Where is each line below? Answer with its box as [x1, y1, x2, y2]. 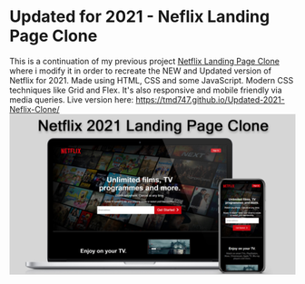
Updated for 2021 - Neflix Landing [9, 6, 271, 27]
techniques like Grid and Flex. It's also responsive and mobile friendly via [9, 84, 283, 95]
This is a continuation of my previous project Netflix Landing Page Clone [9, 55, 280, 66]
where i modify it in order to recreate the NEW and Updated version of [9, 65, 272, 76]
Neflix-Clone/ [9, 103, 60, 114]
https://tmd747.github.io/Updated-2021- [135, 93, 286, 105]
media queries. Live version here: [9, 93, 134, 105]
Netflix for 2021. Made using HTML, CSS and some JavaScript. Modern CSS [9, 74, 294, 85]
